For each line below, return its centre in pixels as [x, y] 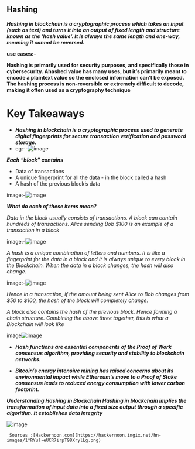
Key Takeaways [46, 114]
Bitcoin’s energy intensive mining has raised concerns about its [94, 371]
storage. [26, 142]
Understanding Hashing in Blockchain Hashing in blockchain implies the [97, 400]
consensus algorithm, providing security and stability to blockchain [100, 353]
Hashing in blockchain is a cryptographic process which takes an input [95, 23]
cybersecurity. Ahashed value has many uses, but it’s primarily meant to [97, 71]
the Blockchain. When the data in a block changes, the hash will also [90, 265]
